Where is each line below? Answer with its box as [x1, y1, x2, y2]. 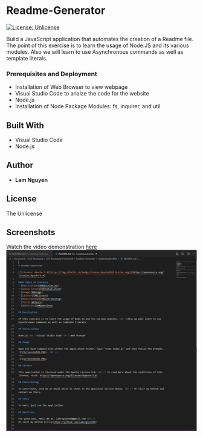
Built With [6, 120, 44, 131]
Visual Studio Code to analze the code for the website [14, 90, 149, 97]
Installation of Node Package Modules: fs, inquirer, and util [14, 103, 161, 110]
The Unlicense [6, 210, 42, 217]
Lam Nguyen [14, 176, 48, 183]
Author [6, 160, 33, 170]
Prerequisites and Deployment [6, 70, 98, 78]
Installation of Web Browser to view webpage [14, 83, 128, 91]
